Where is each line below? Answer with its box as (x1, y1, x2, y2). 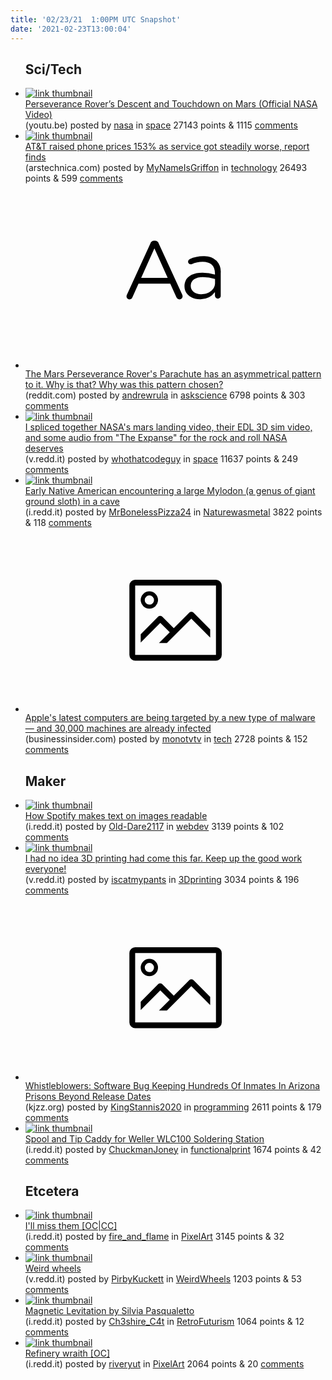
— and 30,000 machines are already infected (24, 722, 212, 735)
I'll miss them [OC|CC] (24, 1220, 118, 1232)
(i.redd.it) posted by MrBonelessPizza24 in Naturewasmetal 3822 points (24, 506, 323, 518)
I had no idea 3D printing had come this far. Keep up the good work (24, 852, 303, 865)
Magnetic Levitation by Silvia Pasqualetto (24, 1305, 195, 1317)
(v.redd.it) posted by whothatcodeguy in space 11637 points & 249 (24, 452, 298, 465)
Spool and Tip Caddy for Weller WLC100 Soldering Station (24, 1132, 265, 1145)
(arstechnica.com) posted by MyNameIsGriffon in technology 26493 (24, 162, 308, 174)
